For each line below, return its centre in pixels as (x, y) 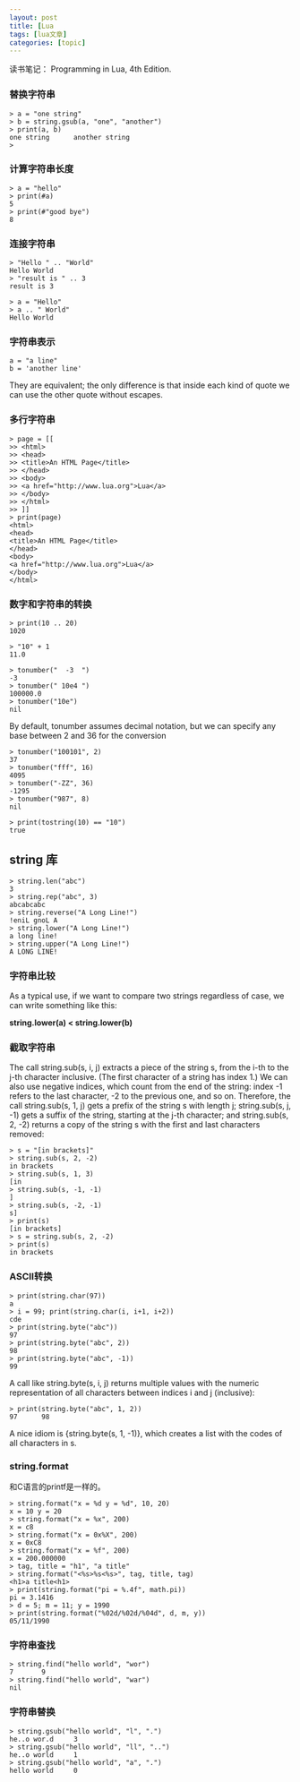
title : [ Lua (31, 26)
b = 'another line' (46, 369)
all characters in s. (43, 1443)
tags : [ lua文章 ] (38, 34)
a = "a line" (34, 361)
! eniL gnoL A (34, 920)
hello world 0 (43, 1770)
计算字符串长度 (42, 169)
